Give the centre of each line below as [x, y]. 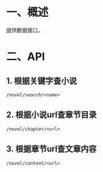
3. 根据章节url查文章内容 [51, 149]
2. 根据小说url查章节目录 [51, 115]
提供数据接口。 [25, 30]
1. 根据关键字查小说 [42, 81]
